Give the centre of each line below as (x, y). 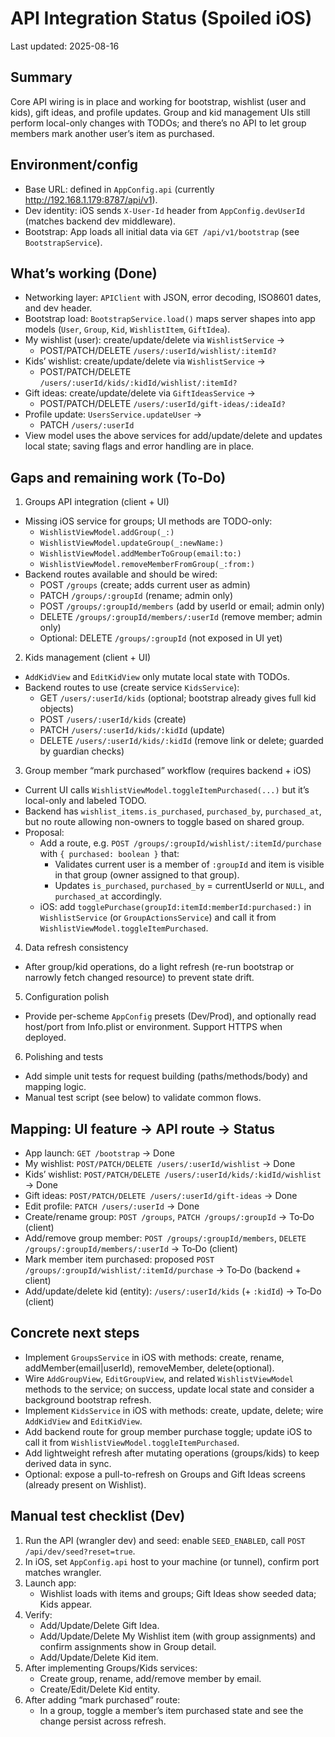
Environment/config (74, 165)
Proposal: (44, 833)
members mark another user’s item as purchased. (112, 133)
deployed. (45, 1038)
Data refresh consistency (76, 948)
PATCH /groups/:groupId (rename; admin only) (136, 596)
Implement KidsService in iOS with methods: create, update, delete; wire (174, 1410)
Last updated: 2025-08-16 (65, 46)
